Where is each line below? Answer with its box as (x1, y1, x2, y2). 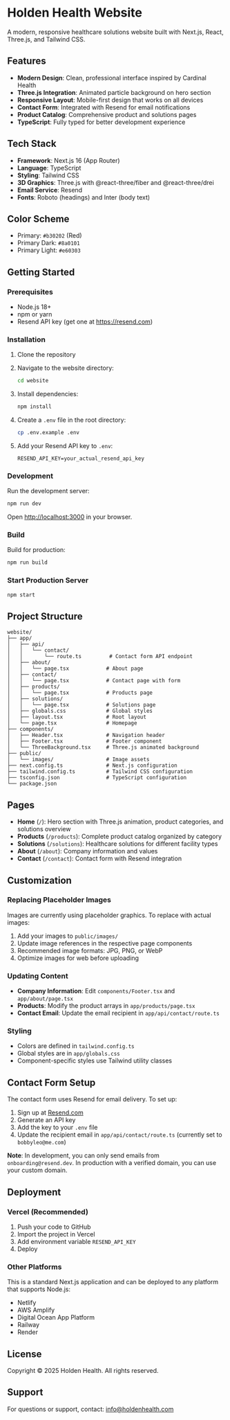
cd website (17, 378, 49, 384)
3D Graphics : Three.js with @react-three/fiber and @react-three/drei (17, 178, 214, 186)
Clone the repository (17, 350, 76, 359)
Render (17, 1328, 39, 1336)
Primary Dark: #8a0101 (17, 239, 81, 247)
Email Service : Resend (17, 186, 83, 194)
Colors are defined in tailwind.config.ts (17, 1042, 135, 1050)
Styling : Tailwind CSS (17, 171, 79, 179)
